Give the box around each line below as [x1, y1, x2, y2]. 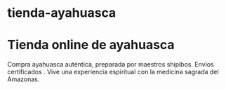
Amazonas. [7, 75, 40, 83]
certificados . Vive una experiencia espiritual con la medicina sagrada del [7, 68, 219, 76]
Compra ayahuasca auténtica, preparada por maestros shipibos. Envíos [7, 60, 214, 69]
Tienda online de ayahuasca [7, 37, 175, 53]
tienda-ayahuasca [7, 5, 117, 21]
